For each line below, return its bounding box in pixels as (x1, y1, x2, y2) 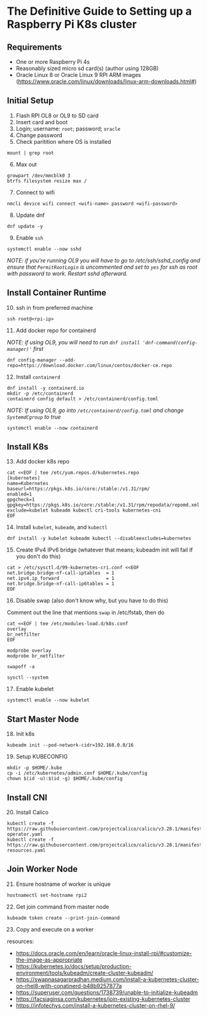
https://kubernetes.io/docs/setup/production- (15, 962, 132, 970)
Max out (15, 160, 37, 168)
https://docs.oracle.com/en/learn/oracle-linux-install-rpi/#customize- (15, 949, 192, 957)
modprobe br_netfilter (7, 653, 65, 659)
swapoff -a (7, 664, 35, 670)
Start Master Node (7, 714, 79, 724)
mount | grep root (7, 149, 54, 156)
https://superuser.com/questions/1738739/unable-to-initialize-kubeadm (15, 989, 198, 996)
